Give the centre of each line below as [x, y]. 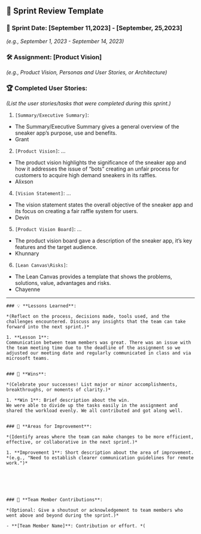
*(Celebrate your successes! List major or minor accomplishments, [92, 385]
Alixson [24, 182]
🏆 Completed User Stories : [47, 88]
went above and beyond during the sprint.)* [63, 515]
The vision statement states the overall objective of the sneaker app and [104, 205]
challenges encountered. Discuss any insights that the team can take [96, 322]
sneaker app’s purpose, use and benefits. [66, 133]
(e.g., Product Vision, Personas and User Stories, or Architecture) [87, 72]
